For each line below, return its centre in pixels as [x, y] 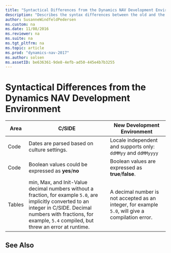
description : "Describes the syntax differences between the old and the [85, 15]
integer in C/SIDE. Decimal [60, 208]
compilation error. [131, 217]
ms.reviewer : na [22, 34]
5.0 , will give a [127, 211]
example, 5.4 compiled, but [61, 221]
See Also [20, 245]
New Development [137, 125]
